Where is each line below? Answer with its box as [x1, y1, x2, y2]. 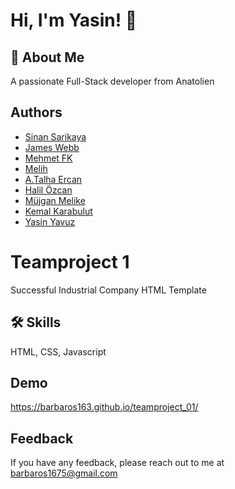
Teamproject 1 [10, 251, 130, 273]
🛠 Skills [10, 314, 62, 331]
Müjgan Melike [24, 194, 86, 206]
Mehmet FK [24, 152, 73, 164]
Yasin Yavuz [24, 215, 76, 228]
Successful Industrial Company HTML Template [10, 284, 207, 296]
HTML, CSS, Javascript [10, 345, 107, 358]
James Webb [24, 141, 80, 153]
